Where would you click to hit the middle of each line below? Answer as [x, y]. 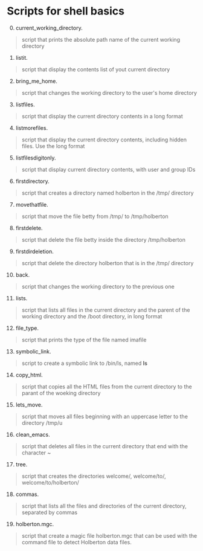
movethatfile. [32, 204]
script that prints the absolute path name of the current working [101, 39]
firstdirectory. [33, 181]
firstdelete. [29, 228]
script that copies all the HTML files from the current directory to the [107, 386]
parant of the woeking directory [61, 393]
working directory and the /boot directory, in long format [92, 316]
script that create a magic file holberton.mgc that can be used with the [109, 535]
